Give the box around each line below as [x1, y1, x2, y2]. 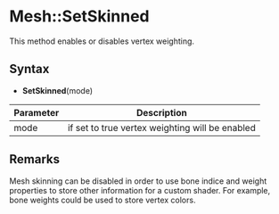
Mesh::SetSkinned [9, 6, 150, 27]
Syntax [9, 62, 50, 77]
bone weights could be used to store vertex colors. [9, 194, 196, 205]
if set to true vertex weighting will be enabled [67, 121, 256, 134]
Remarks [9, 152, 61, 167]
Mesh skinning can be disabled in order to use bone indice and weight [9, 176, 267, 186]
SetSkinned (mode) [21, 85, 94, 95]
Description [136, 106, 187, 119]
